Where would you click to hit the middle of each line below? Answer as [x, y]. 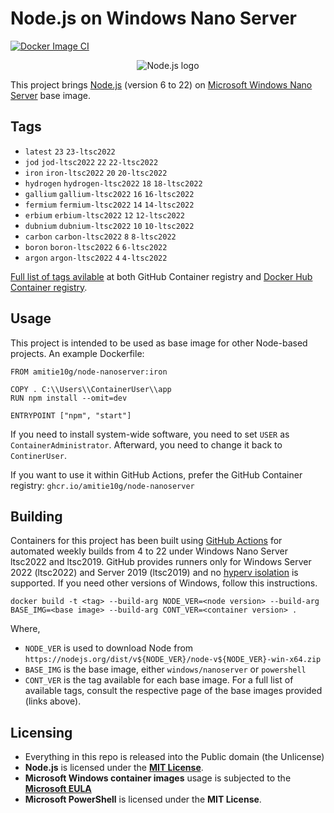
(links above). [53, 701]
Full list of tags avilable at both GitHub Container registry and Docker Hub [161, 276]
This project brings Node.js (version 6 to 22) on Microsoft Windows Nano [161, 84]
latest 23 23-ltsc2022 [70, 152]
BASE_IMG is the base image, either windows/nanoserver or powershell [165, 669]
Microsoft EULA [58, 789]
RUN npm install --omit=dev [69, 398]
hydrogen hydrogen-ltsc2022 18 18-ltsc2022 [113, 183]
